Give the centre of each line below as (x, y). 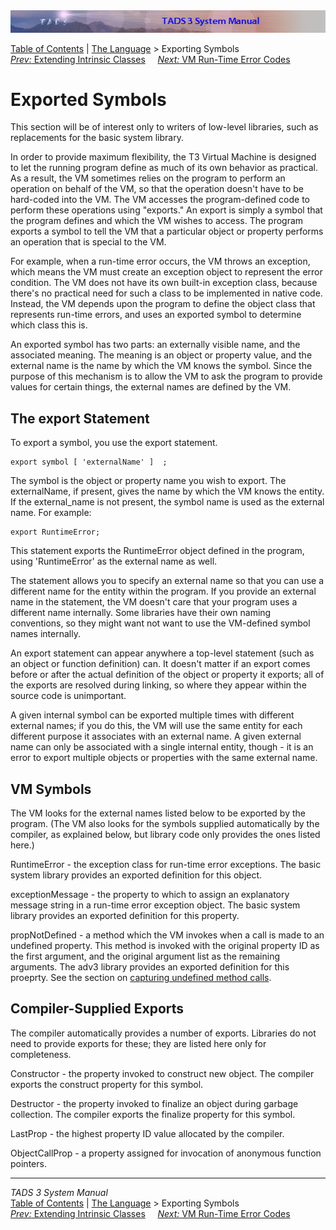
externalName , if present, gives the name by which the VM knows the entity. (167, 491)
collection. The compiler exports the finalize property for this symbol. (153, 1114)
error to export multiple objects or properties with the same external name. (164, 758)
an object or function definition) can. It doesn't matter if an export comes (160, 664)
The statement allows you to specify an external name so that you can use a (167, 581)
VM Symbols (51, 789)
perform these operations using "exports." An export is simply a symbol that (166, 210)
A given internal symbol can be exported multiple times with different (152, 715)
